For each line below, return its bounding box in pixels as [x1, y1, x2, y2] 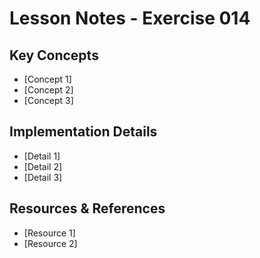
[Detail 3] [23, 171, 63, 183]
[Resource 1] [23, 227, 76, 239]
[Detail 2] [23, 160, 63, 172]
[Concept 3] [23, 95, 74, 106]
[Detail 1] [23, 150, 61, 162]
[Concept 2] [23, 84, 74, 96]
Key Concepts [9, 47, 99, 64]
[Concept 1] [23, 73, 72, 85]
